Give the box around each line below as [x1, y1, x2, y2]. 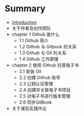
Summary [4, 3, 45, 14]
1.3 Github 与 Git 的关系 [19, 50, 67, 56]
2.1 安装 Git [19, 68, 42, 74]
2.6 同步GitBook [19, 99, 52, 105]
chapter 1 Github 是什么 [11, 31, 60, 37]
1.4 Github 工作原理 [19, 56, 59, 62]
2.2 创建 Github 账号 [19, 75, 61, 80]
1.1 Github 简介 [19, 38, 49, 43]
